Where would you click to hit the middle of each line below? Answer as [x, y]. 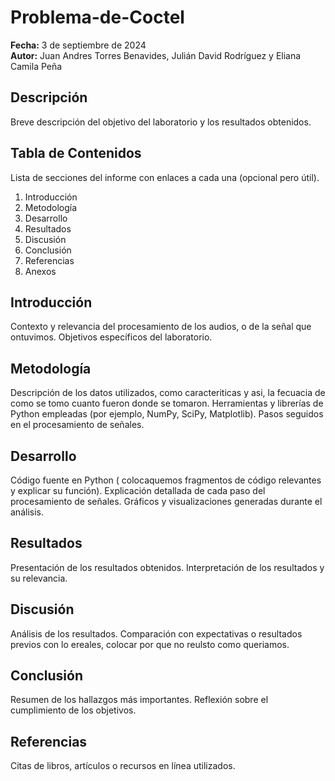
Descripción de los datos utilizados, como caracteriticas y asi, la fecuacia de [168, 393]
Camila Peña [36, 66]
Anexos [40, 271]
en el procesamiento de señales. [77, 425]
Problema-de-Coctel [97, 17]
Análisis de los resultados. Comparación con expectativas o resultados [156, 633]
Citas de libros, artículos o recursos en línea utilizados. [123, 766]
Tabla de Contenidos [76, 153]
